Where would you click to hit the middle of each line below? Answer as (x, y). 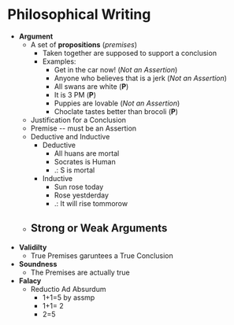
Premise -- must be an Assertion (84, 128)
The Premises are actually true (80, 272)
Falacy (30, 280)
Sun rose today (79, 187)
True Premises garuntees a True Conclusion (102, 255)
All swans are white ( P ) (91, 86)
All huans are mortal (87, 153)
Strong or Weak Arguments (99, 229)
